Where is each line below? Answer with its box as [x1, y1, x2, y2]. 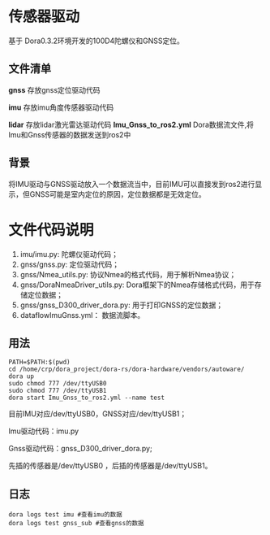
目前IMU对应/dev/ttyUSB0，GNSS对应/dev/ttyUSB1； [8, 409, 187, 419]
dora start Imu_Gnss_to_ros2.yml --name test [8, 394, 165, 402]
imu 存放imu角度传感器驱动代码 [8, 102, 114, 112]
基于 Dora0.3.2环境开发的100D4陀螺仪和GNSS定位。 [8, 36, 185, 46]
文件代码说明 [8, 220, 95, 239]
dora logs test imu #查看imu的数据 [8, 511, 123, 519]
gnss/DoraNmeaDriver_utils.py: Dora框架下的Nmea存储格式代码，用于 [19, 280, 255, 289]
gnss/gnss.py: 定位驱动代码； [19, 259, 120, 269]
